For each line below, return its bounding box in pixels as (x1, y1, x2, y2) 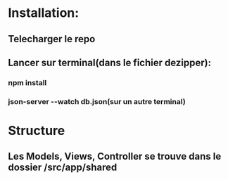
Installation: (8, 5, 80, 21)
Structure (8, 123, 65, 139)
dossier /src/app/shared (8, 162, 118, 174)
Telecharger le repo (8, 33, 96, 45)
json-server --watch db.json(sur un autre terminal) (8, 96, 186, 106)
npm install (8, 77, 47, 87)
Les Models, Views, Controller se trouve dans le (8, 150, 222, 162)
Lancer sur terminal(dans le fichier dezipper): (8, 56, 212, 68)
